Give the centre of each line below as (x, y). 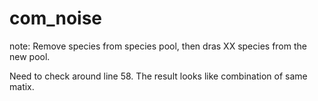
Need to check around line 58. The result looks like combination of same (158, 76)
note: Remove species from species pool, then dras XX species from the (158, 46)
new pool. (30, 56)
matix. (22, 86)
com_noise (56, 18)
